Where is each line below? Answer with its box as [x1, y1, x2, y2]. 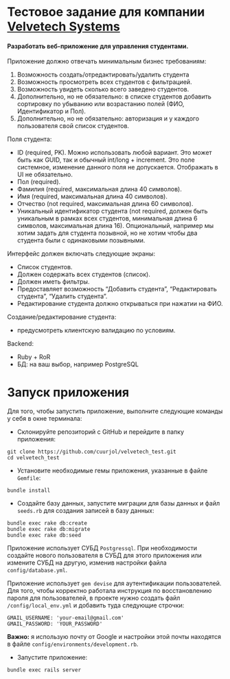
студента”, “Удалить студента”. [16, 292, 108, 300]
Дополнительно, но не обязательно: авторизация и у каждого [16, 114, 200, 123]
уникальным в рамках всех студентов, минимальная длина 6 [16, 214, 198, 222]
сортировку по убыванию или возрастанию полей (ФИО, [16, 100, 185, 108]
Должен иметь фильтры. [16, 278, 90, 286]
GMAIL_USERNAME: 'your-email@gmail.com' [7, 614, 125, 622]
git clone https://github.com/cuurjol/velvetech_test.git [7, 448, 176, 455]
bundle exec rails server [7, 667, 81, 673]
